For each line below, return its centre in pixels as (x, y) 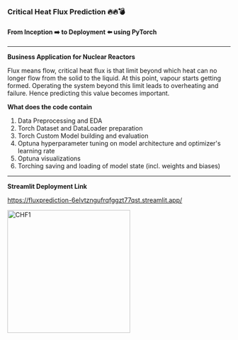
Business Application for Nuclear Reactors (72, 57)
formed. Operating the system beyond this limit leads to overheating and (113, 86)
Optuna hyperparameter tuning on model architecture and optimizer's (119, 143)
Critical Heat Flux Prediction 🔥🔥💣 (66, 11)
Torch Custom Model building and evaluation (83, 136)
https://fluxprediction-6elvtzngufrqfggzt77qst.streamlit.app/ (95, 200)
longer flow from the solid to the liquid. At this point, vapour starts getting (114, 78)
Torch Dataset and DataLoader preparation (80, 128)
